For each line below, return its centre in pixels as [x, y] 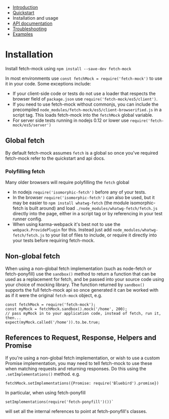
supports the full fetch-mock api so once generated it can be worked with [82, 290]
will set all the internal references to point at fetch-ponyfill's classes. [76, 411]
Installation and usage [35, 18]
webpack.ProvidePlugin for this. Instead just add [62, 230]
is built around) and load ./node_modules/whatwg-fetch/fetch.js [91, 208]
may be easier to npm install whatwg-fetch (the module [71, 203]
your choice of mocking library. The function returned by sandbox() [75, 285]
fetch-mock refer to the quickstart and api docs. [55, 158]
